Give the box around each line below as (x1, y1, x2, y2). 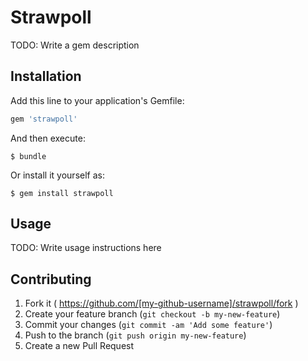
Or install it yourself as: (10, 169, 105, 181)
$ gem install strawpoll (10, 188, 114, 198)
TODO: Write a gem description (10, 39, 140, 51)
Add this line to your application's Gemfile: (10, 94, 185, 106)
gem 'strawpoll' (10, 114, 78, 124)
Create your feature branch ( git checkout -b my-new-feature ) (24, 308, 281, 320)
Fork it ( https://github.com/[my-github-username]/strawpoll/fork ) (24, 297, 299, 310)
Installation (10, 68, 82, 85)
